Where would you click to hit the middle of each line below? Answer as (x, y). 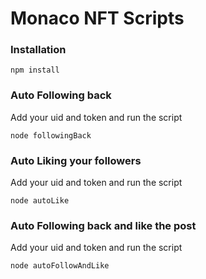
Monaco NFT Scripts (97, 18)
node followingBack (51, 135)
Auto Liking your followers (76, 160)
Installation (38, 50)
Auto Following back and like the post (103, 225)
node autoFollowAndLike (60, 266)
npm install (35, 70)
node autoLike (40, 201)
